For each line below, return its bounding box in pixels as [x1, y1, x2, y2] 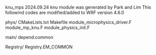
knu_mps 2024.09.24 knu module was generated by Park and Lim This [5, 4, 151, 10]
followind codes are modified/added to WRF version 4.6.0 [5, 9, 124, 15]
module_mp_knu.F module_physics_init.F [5, 24, 90, 30]
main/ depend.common [5, 34, 54, 40]
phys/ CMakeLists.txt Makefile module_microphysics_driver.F [5, 19, 132, 25]
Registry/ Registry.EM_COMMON [5, 44, 73, 49]
